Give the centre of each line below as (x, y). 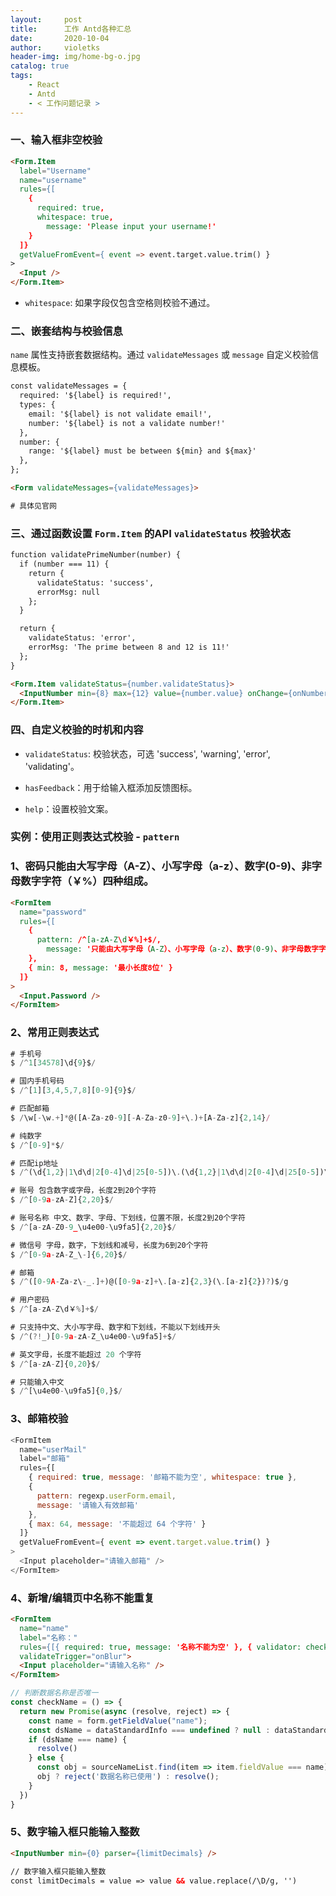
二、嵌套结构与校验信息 (66, 331)
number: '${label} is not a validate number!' (127, 423)
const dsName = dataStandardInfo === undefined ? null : (149, 1730)
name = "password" (53, 912)
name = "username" (53, 180)
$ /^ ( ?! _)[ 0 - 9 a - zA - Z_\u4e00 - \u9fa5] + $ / (93, 1336)
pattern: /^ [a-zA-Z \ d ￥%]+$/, (99, 940)
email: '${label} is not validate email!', (120, 414)
